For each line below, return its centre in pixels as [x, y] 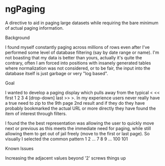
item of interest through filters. [36, 113]
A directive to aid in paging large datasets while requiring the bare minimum [82, 23]
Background [17, 38]
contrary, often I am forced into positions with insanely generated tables [78, 63]
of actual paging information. [34, 28]
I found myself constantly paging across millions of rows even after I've [78, 47]
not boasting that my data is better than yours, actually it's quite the [74, 57]
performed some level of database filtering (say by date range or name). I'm [82, 52]
